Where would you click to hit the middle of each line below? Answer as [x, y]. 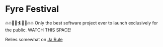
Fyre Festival [32, 9]
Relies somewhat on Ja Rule [34, 39]
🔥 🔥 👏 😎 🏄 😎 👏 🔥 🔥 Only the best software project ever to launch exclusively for [81, 23]
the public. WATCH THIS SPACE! [38, 30]
